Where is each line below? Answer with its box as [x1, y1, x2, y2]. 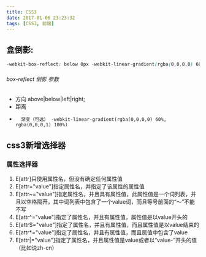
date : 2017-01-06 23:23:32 [6, 15, 75, 21]
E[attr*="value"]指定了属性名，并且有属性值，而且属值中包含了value [15, 228, 188, 236]
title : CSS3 [6, 9, 37, 15]
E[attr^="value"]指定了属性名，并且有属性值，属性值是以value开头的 [15, 213, 188, 221]
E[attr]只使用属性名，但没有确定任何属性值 [15, 175, 123, 182]
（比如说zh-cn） [15, 244, 58, 251]
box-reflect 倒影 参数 [6, 75, 59, 83]
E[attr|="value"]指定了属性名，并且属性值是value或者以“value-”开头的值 [15, 236, 197, 244]
